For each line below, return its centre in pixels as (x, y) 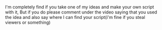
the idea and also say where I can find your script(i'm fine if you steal (75, 17)
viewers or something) (28, 22)
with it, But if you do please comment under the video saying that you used (81, 12)
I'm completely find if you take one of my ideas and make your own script (80, 7)
